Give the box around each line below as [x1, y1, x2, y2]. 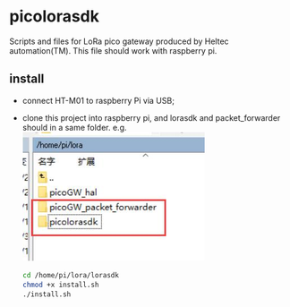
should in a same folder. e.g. [21, 122, 127, 132]
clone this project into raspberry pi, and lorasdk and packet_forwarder [21, 112, 281, 123]
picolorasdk [9, 6, 100, 27]
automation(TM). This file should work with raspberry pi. [9, 45, 217, 55]
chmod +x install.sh [21, 280, 99, 289]
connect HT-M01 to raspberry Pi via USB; [21, 95, 175, 106]
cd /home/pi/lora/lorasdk [21, 270, 119, 279]
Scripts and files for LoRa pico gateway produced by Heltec [9, 36, 230, 47]
